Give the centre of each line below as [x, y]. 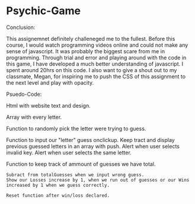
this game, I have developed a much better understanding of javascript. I [95, 64]
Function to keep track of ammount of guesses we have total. [81, 164]
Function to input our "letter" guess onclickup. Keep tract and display [90, 140]
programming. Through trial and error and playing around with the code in [96, 57]
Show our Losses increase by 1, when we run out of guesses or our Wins [98, 180]
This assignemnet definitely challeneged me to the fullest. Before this [91, 38]
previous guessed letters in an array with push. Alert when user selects [93, 146]
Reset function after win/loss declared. [58, 195]
